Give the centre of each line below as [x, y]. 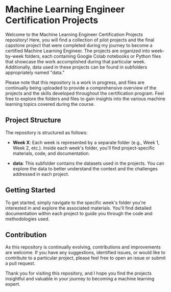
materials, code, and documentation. [51, 153]
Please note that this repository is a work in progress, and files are [75, 82]
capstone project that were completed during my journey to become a [79, 45]
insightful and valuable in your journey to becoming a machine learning [80, 279]
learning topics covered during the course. [50, 104]
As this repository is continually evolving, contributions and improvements [83, 247]
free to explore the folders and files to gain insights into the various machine [86, 99]
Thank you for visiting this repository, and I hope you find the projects [79, 273]
